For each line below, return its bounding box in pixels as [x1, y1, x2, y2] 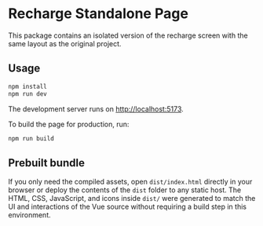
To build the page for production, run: [8, 119, 130, 129]
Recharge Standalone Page [8, 5, 188, 23]
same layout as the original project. [8, 38, 122, 48]
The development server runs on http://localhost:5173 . [8, 104, 184, 114]
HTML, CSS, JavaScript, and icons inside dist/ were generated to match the [8, 194, 256, 203]
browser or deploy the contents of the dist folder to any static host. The [8, 185, 242, 195]
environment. [8, 210, 51, 220]
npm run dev [8, 89, 47, 98]
